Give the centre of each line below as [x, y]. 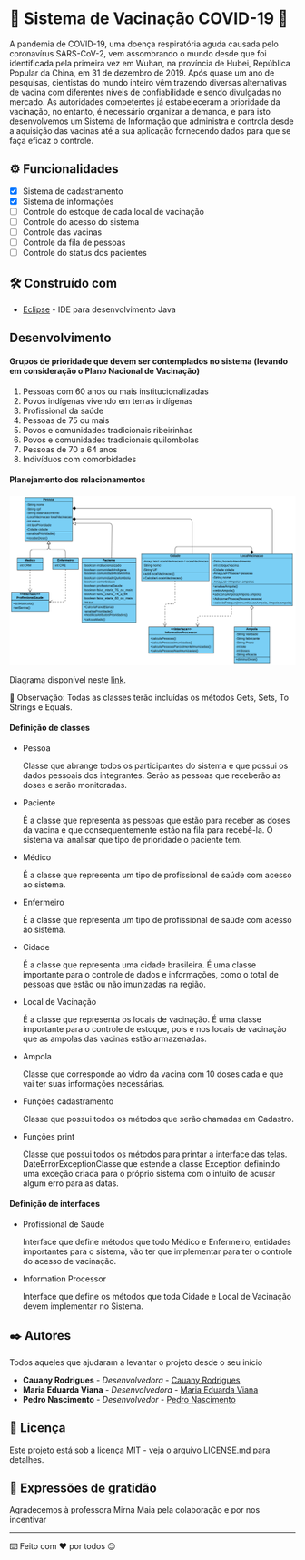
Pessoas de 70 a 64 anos [70, 449]
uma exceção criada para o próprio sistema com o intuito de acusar [149, 1173]
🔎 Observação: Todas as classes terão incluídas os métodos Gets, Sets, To [149, 697]
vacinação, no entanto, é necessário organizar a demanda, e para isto [140, 111]
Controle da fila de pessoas [74, 243]
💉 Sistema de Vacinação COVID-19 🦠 [149, 19]
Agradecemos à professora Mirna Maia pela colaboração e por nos [135, 1510]
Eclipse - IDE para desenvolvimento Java [99, 309]
